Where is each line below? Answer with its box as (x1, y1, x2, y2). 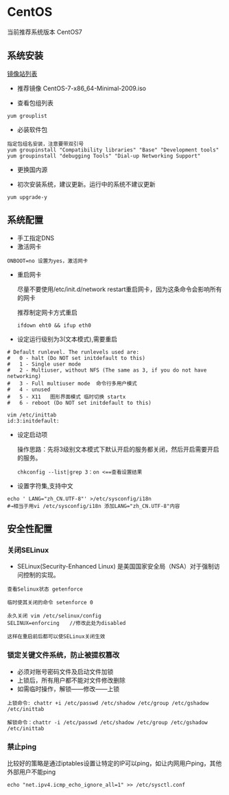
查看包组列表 (16, 98, 53, 107)
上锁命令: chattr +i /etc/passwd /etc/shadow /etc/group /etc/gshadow (7, 699, 209, 706)
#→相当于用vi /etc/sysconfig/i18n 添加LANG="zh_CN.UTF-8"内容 (7, 502, 180, 509)
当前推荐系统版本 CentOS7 (7, 28, 82, 36)
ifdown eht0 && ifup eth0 (16, 321, 91, 329)
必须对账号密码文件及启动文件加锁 (16, 667, 114, 675)
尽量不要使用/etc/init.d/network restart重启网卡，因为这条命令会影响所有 (16, 285, 222, 293)
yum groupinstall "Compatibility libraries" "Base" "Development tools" (7, 146, 219, 153)
